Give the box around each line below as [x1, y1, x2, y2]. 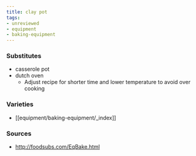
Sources [6, 129, 32, 138]
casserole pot [15, 65, 50, 73]
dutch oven [15, 72, 44, 79]
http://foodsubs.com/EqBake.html [15, 143, 100, 151]
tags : [6, 15, 20, 21]
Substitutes [6, 52, 41, 60]
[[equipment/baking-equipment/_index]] [15, 114, 117, 121]
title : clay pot [6, 9, 47, 15]
